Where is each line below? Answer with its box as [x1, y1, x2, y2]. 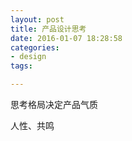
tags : [10, 61, 33, 71]
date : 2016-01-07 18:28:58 [10, 33, 123, 43]
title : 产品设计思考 [10, 24, 87, 34]
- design [10, 52, 47, 62]
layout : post [10, 14, 65, 25]
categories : [10, 42, 60, 53]
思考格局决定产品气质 [10, 99, 98, 110]
